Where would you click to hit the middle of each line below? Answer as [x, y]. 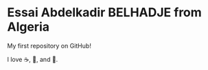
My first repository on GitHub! [49, 46]
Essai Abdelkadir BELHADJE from [105, 13]
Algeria [28, 27]
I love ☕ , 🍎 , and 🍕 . [33, 59]
